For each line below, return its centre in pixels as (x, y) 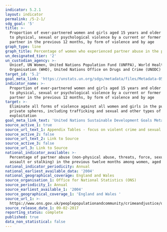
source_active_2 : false (30, 134)
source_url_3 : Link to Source (37, 148)
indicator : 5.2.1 (23, 10)
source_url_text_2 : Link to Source (42, 139)
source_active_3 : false (30, 144)
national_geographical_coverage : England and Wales (60, 176)
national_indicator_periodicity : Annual (48, 167)
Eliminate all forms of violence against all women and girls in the (83, 107)
